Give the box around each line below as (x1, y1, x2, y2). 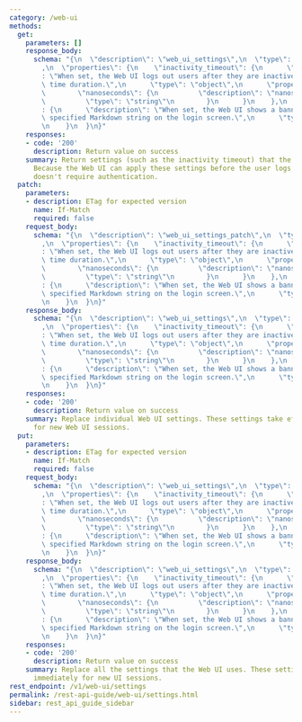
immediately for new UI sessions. (32, 673, 164, 682)
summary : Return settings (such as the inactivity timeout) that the (25, 155, 292, 165)
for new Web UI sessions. (32, 423, 130, 432)
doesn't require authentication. (32, 172, 159, 181)
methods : (9, 22, 42, 31)
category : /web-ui (9, 13, 78, 22)
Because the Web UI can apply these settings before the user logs (32, 164, 292, 173)
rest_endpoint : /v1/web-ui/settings (9, 682, 147, 691)
